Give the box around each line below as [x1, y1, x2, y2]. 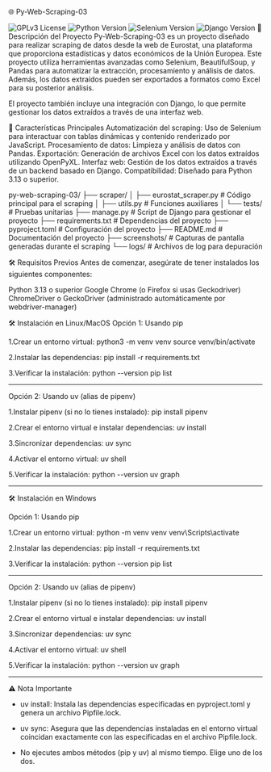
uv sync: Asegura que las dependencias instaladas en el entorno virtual [19, 724, 258, 733]
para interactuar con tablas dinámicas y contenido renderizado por [8, 132, 231, 141]
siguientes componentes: [8, 270, 93, 279]
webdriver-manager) [8, 302, 77, 312]
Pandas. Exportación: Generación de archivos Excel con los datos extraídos [8, 149, 260, 158]
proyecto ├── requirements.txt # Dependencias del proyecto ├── [8, 216, 228, 225]
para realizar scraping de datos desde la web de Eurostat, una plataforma [8, 40, 252, 49]
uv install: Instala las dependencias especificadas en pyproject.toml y [19, 699, 252, 709]
